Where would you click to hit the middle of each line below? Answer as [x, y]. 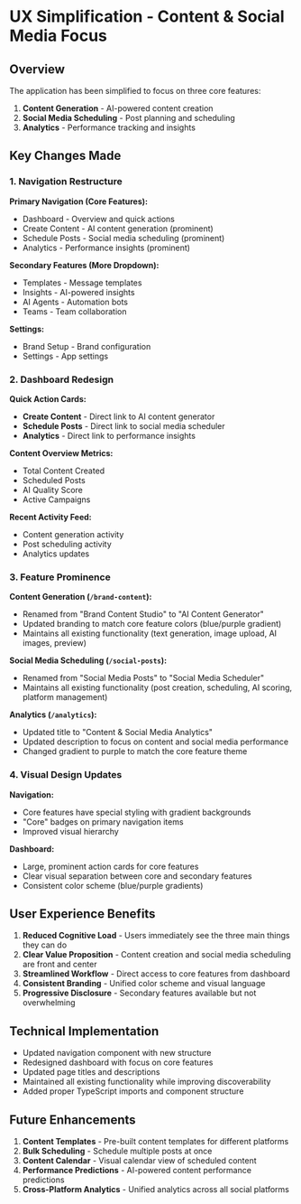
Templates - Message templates [82, 283]
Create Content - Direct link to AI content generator [119, 416]
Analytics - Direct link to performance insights [109, 435]
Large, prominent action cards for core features [110, 866]
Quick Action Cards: [48, 398]
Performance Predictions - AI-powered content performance [137, 1171]
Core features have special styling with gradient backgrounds [137, 812]
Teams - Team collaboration [74, 311]
